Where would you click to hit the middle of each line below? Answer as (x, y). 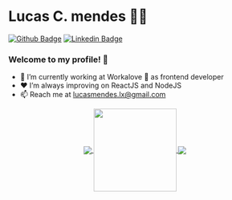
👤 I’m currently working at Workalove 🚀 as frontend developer (122, 77)
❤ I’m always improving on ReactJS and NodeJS (101, 86)
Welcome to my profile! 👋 (58, 59)
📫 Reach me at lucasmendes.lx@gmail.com (93, 95)
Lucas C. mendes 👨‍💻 (78, 16)
